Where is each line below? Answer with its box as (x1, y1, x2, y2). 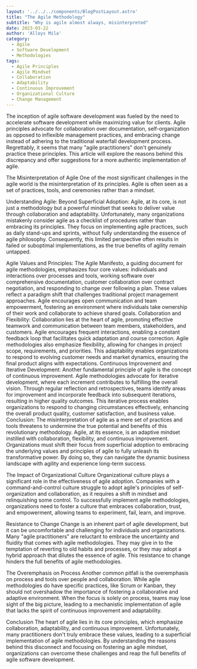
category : (6, 36, 31, 42)
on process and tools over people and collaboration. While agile (6, 575, 161, 582)
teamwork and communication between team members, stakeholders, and (6, 322, 186, 329)
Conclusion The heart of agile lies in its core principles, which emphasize (6, 618, 183, 625)
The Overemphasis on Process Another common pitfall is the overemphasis (6, 569, 189, 576)
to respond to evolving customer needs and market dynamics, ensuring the (6, 353, 188, 360)
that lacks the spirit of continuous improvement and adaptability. (6, 607, 162, 614)
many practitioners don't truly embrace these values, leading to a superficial (6, 631, 191, 638)
